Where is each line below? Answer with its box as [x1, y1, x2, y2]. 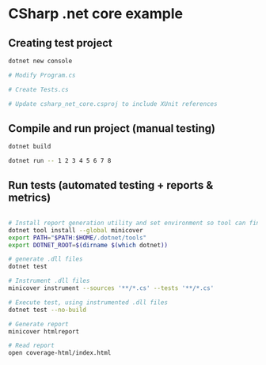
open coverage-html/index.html [8, 349, 112, 357]
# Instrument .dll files [8, 277, 90, 285]
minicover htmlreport [8, 327, 80, 336]
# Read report [8, 341, 55, 350]
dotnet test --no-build [8, 306, 87, 314]
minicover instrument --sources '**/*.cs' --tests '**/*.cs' [8, 284, 215, 292]
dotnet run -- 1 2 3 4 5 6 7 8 [8, 157, 112, 165]
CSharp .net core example [8, 5, 184, 23]
